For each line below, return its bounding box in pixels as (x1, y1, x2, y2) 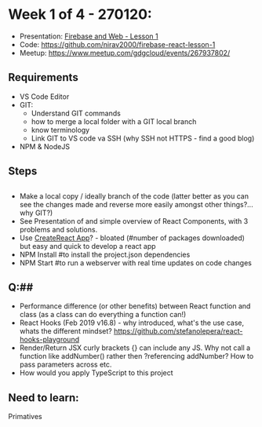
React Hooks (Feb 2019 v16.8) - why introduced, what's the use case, (19, 318, 245, 327)
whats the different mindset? (19, 327, 112, 336)
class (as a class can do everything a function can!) (19, 310, 187, 319)
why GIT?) (19, 208, 53, 217)
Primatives (8, 412, 42, 422)
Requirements (8, 71, 78, 84)
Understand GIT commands (31, 108, 122, 118)
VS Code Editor (19, 92, 70, 101)
